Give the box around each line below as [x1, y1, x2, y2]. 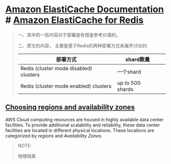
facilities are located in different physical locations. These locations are [5, 127, 154, 133]
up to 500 [117, 79, 141, 86]
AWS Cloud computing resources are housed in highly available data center [5, 116, 164, 122]
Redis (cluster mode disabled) [20, 64, 93, 72]
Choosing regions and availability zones [5, 103, 135, 112]
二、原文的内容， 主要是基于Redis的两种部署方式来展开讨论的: [17, 42, 149, 49]
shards [117, 85, 134, 92]
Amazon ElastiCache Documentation [5, 4, 164, 15]
